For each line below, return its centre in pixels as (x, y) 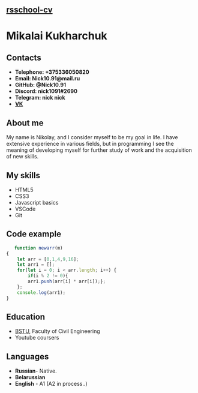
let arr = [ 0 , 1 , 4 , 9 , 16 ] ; (48, 259)
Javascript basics (37, 203)
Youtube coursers (37, 338)
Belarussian (30, 377)
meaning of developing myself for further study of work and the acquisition (99, 150)
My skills (23, 175)
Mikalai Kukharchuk (57, 36)
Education (26, 316)
